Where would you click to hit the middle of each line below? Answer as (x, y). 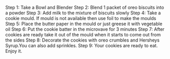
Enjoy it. (14, 51)
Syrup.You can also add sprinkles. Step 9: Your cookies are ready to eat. (81, 45)
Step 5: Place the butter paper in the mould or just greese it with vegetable (84, 24)
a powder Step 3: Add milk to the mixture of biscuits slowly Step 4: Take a (83, 13)
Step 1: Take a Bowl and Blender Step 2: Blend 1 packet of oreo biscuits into (85, 7)
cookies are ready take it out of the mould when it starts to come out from (83, 35)
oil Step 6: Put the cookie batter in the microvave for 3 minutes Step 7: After (85, 29)
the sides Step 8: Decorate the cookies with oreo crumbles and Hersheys (82, 40)
